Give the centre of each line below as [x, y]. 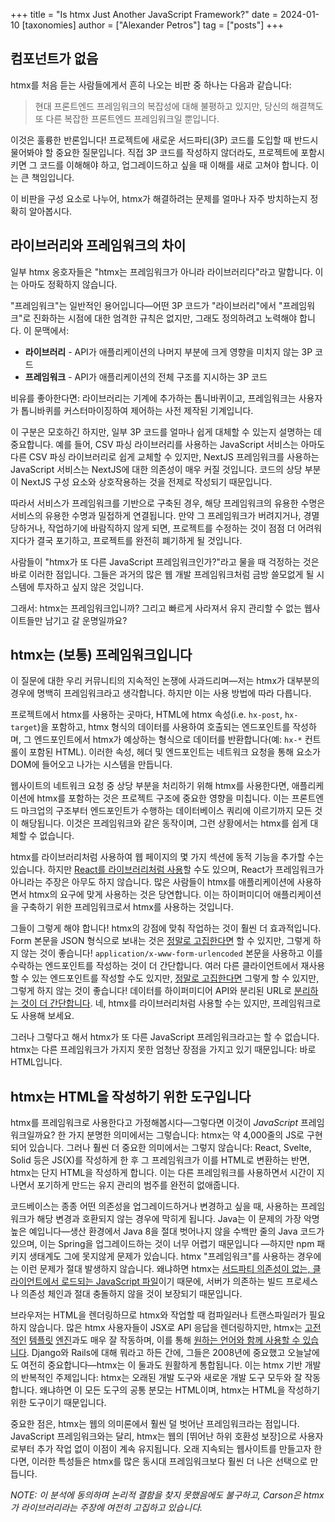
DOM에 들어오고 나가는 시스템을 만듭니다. [91, 765]
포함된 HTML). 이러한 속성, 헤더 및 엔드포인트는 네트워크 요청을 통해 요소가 [174, 752]
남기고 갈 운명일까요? [86, 620]
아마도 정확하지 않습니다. [69, 284]
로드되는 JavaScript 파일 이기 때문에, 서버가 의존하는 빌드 [172, 1281]
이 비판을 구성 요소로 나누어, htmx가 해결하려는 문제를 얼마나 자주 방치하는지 [159, 198]
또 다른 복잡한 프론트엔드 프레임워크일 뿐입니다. [127, 118]
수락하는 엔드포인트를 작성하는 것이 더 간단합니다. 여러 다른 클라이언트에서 [154, 966]
